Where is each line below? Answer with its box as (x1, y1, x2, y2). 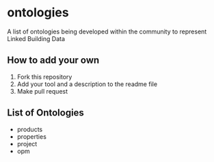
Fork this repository (16, 72, 72, 81)
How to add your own (7, 55, 100, 66)
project (16, 139, 38, 148)
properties (16, 132, 46, 141)
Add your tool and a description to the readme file (16, 80, 158, 88)
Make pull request (16, 87, 68, 95)
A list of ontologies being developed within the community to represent (7, 27, 207, 36)
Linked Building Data (7, 34, 66, 42)
